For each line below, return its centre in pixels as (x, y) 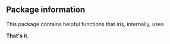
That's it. (18, 36)
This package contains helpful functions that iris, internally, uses (85, 24)
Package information (45, 10)
